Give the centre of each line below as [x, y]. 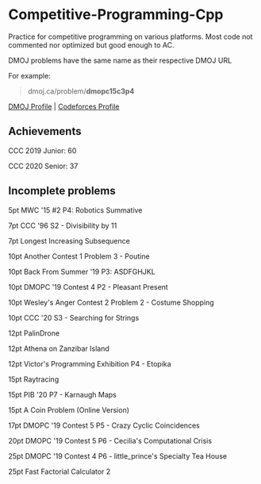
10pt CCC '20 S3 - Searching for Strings [74, 317]
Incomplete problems [62, 191]
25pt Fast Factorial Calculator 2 [59, 471]
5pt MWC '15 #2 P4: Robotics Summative [75, 210]
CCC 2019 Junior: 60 [42, 150]
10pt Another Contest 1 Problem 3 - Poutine [79, 256]
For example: [30, 75]
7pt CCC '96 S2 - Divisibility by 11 [63, 225]
